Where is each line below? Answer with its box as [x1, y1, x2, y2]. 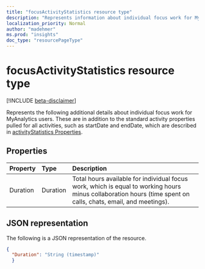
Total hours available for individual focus [72, 174, 188, 183]
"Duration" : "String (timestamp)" [12, 252, 99, 258]
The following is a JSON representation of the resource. [6, 234, 146, 241]
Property [9, 164, 36, 172]
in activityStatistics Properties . [6, 128, 83, 135]
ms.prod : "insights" [6, 32, 59, 38]
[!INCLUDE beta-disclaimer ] [6, 97, 76, 104]
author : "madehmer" [6, 26, 56, 32]
